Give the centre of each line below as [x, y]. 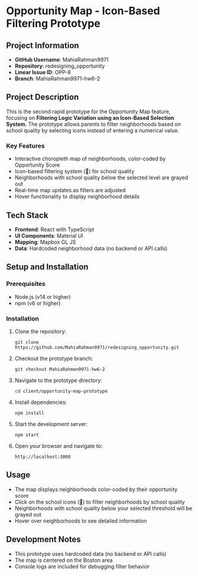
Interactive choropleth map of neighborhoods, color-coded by [90, 159]
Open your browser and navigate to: [59, 445]
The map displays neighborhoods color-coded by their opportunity [96, 489]
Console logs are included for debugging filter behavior [82, 566]
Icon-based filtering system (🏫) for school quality [74, 171]
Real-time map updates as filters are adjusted [70, 190]
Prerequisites [26, 284]
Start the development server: [51, 424]
